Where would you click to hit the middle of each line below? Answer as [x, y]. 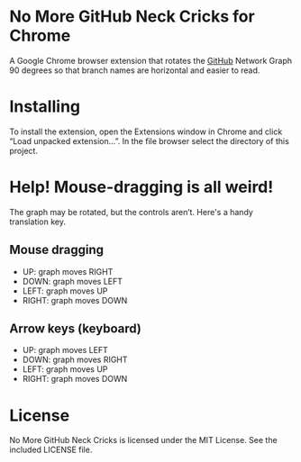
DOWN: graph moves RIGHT [75, 360]
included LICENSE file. [51, 450]
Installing [45, 107]
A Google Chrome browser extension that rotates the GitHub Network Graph [151, 60]
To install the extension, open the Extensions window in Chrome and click [146, 131]
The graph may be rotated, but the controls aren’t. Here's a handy [132, 212]
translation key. [37, 222]
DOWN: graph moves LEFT [73, 281]
